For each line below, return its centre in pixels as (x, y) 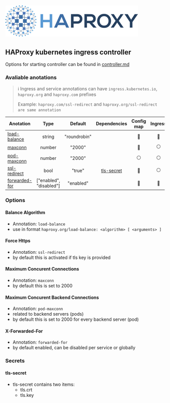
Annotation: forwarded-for (40, 342)
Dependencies (112, 124)
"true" (78, 171)
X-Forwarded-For (24, 331)
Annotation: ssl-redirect (39, 252)
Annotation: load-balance (39, 224)
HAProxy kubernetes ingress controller (68, 52)
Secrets (15, 361)
